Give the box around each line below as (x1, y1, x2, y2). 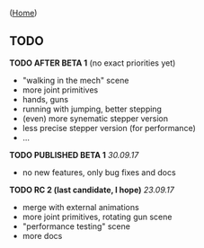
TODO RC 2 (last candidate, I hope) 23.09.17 (9, 184, 175, 195)
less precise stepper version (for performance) (22, 122, 196, 133)
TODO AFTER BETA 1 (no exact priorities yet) (9, 58, 176, 68)
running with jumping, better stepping (22, 103, 162, 114)
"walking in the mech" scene (22, 75, 129, 85)
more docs (22, 230, 63, 241)
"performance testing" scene (22, 220, 130, 232)
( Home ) (9, 8, 38, 18)
